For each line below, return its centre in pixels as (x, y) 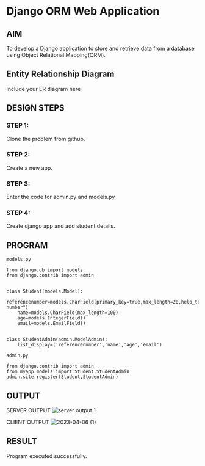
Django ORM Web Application (83, 11)
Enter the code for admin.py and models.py (61, 197)
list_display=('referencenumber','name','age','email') (90, 345)
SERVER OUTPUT (28, 410)
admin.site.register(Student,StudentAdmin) (63, 377)
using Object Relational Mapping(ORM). (56, 55)
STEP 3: (18, 183)
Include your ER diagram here (44, 89)
